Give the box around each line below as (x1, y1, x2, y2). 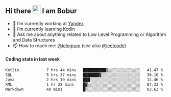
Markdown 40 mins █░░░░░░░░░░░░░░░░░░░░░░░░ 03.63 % (5, 87, 163, 92)
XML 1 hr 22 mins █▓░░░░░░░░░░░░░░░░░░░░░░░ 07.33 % (5, 82, 163, 87)
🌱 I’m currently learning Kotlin (12, 26, 75, 32)
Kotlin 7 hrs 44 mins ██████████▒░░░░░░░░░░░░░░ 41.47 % (5, 68, 163, 73)
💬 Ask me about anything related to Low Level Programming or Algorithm (12, 31, 166, 37)
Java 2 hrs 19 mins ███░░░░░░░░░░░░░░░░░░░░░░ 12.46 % (5, 77, 163, 82)
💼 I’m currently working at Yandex (12, 20, 84, 26)
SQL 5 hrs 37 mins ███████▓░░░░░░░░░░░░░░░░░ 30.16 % (5, 72, 163, 77)
